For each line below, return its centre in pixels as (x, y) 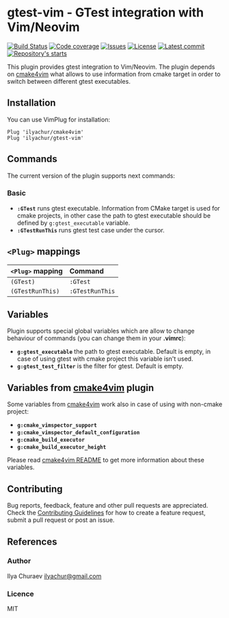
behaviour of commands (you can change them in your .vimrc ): (96, 338)
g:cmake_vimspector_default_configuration (78, 433)
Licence (21, 593)
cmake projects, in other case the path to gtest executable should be (113, 215)
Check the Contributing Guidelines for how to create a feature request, (107, 513)
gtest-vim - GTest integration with (105, 13)
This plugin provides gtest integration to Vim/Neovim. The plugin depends (111, 67)
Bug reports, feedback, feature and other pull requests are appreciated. (108, 506)
